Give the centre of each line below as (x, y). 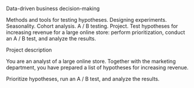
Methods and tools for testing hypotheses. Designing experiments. (86, 20)
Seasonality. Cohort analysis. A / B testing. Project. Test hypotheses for (92, 26)
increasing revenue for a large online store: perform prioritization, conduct (96, 32)
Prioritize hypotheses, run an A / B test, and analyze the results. (83, 79)
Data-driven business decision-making (53, 9)
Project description (29, 50)
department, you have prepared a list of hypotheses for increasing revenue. (97, 67)
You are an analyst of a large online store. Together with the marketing (91, 61)
